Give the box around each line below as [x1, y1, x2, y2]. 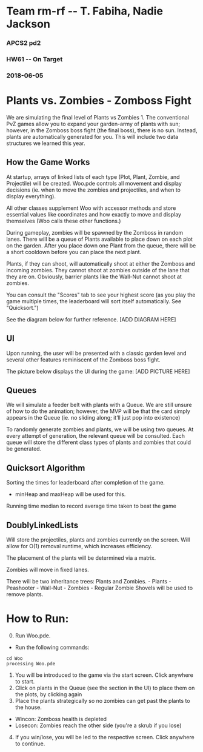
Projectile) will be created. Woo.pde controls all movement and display [6, 180, 182, 187]
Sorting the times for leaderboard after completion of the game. [6, 479, 165, 486]
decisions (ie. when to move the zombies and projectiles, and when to [6, 186, 181, 193]
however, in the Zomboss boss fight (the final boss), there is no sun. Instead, [6, 126, 198, 134]
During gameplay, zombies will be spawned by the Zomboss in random [6, 229, 184, 236]
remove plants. [6, 590, 44, 598]
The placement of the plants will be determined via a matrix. [6, 554, 156, 562]
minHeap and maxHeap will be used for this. [15, 491, 126, 498]
